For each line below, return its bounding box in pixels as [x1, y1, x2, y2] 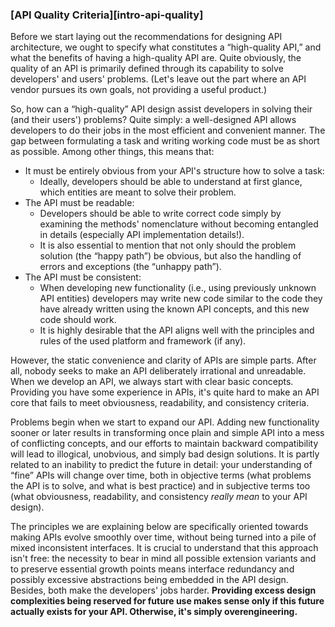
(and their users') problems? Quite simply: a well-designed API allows [10, 114, 297, 126]
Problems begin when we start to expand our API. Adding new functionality [10, 416, 320, 428]
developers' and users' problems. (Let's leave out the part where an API [10, 73, 307, 85]
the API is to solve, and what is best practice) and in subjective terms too [10, 480, 311, 492]
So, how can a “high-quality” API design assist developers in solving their [10, 103, 313, 115]
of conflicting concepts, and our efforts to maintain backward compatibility [10, 438, 319, 450]
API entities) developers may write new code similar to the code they [39, 293, 323, 305]
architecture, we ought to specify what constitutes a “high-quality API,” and [10, 41, 322, 53]
